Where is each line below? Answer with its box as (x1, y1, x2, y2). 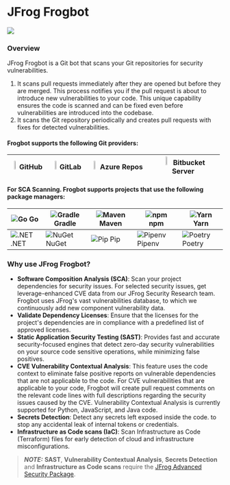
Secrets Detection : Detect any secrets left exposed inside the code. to (16, 412, 217, 421)
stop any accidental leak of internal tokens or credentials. (16, 420, 179, 428)
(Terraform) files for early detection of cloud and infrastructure (16, 434, 194, 443)
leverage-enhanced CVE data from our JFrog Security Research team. (16, 289, 216, 297)
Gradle (53, 219, 77, 228)
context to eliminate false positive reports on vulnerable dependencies (16, 369, 216, 377)
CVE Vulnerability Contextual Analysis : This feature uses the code (16, 362, 208, 370)
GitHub (19, 162, 43, 172)
